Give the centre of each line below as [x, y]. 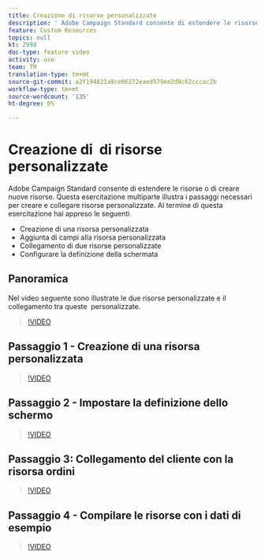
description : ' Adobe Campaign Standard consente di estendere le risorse [134, 23]
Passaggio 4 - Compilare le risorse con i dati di [125, 515]
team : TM [22, 67]
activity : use [32, 60]
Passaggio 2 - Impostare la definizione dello [118, 403]
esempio [30, 528]
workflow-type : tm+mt [44, 89]
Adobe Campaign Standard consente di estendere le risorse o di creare [124, 189]
